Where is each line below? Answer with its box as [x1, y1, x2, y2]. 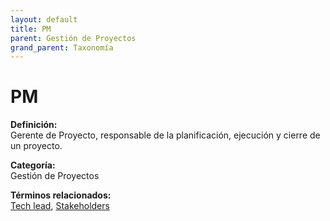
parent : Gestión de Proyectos [10, 33, 137, 43]
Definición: [10, 119, 58, 131]
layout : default [10, 14, 78, 25]
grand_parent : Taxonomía [10, 42, 114, 53]
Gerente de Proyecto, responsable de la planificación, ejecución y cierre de [10, 129, 321, 141]
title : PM [10, 24, 52, 34]
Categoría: [10, 159, 56, 171]
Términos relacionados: [10, 189, 112, 201]
